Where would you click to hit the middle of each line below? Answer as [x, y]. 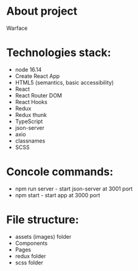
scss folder [29, 262]
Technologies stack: [59, 53]
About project [42, 11]
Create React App [37, 76]
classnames [30, 141]
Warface [17, 28]
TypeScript [29, 121]
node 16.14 [28, 69]
